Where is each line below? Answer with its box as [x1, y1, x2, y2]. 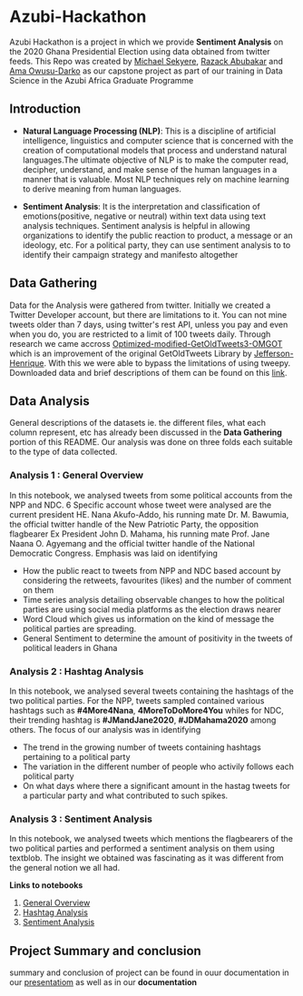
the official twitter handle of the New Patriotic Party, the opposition [9, 518, 259, 529]
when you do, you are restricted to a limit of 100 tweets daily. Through [9, 329, 271, 340]
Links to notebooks [9, 880, 83, 891]
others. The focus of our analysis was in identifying [9, 724, 201, 735]
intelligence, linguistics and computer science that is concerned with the [22, 134, 294, 146]
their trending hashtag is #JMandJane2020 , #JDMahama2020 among [9, 715, 277, 725]
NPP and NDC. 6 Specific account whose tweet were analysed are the [9, 499, 272, 510]
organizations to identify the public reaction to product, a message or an [22, 230, 293, 241]
